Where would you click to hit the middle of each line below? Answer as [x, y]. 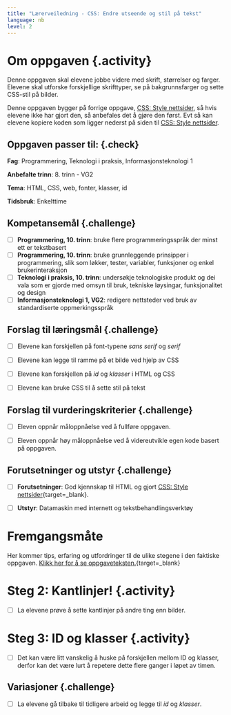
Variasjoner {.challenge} [61, 687]
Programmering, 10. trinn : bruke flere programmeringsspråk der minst [118, 239]
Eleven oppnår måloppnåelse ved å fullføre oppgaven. [94, 427]
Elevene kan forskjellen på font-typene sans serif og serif [99, 346]
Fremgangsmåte [55, 536]
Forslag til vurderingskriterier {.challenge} [100, 410]
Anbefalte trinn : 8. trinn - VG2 [50, 174]
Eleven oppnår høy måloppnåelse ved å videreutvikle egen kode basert [118, 441]
